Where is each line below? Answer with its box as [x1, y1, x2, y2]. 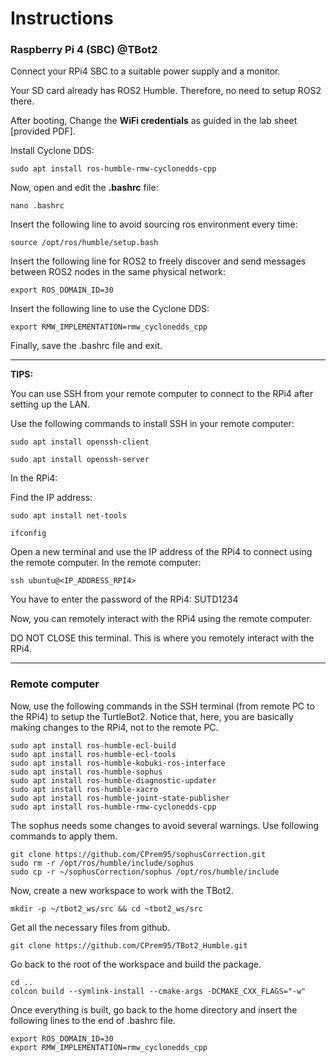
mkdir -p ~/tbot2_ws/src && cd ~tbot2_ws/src [10, 903, 203, 914]
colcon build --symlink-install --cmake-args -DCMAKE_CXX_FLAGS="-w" [10, 986, 307, 996]
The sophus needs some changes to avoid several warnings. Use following [10, 819, 319, 831]
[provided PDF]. [10, 125, 76, 137]
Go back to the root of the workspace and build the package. [10, 958, 262, 970]
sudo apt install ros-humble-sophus [10, 767, 163, 777]
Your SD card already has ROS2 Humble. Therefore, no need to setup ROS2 [10, 85, 322, 97]
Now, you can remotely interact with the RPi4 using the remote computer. [10, 613, 312, 625]
